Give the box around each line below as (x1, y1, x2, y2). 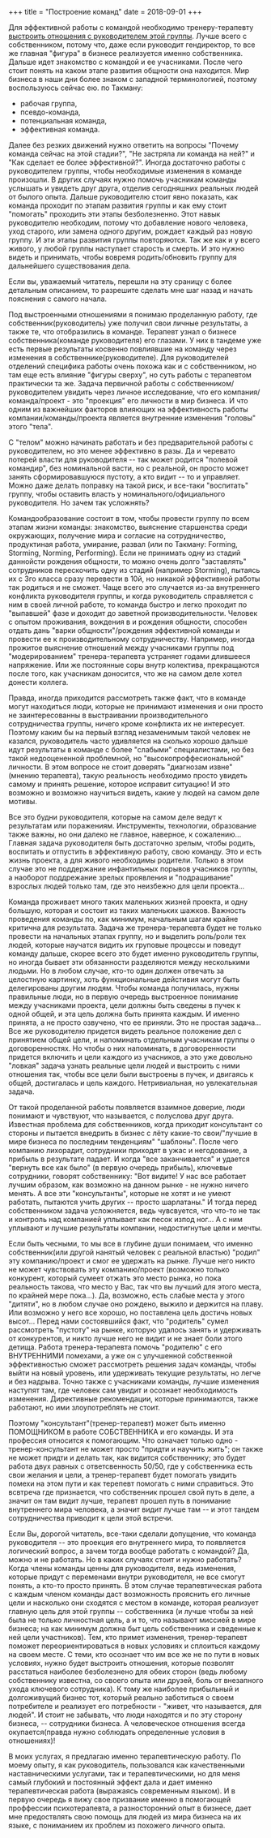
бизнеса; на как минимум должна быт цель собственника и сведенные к (8, 1624, 262, 1634)
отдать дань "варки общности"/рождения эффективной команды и (8, 626, 240, 635)
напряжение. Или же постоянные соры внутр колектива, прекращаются (8, 661, 260, 669)
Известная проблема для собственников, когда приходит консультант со (8, 1120, 263, 1129)
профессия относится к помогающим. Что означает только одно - (8, 1436, 239, 1445)
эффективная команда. (19, 125, 100, 134)
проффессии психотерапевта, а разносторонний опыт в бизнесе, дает (8, 1803, 252, 1813)
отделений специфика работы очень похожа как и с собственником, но (8, 361, 257, 371)
